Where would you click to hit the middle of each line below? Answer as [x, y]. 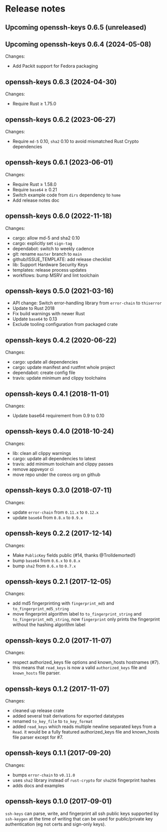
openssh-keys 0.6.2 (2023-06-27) [60, 119]
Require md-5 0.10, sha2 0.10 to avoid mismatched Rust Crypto [75, 142]
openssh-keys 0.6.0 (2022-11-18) [58, 216]
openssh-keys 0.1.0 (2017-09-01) [58, 801]
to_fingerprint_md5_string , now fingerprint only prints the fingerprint [86, 619]
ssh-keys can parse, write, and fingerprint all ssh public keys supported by [82, 813]
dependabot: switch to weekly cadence [53, 249]
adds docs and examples [38, 785]
